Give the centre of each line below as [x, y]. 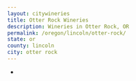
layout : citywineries [39, 13]
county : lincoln [31, 46]
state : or [22, 39]
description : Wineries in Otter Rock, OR [68, 26]
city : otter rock [32, 53]
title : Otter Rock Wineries [48, 20]
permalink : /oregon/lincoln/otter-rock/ [67, 33]
